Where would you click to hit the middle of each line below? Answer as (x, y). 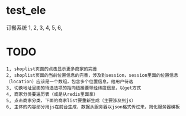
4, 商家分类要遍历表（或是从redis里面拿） (52, 94)
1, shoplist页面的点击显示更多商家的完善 (52, 69)
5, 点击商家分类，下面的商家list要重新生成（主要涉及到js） (71, 101)
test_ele (26, 10)
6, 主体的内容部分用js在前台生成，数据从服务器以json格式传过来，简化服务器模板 (93, 107)
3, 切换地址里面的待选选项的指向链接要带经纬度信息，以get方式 (74, 88)
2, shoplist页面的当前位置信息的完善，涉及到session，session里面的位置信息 (92, 75)
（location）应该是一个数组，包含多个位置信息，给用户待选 (70, 81)
